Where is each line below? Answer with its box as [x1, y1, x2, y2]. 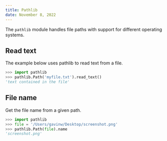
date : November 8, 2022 [5, 12, 56, 17]
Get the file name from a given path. [5, 107, 81, 113]
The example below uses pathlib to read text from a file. [5, 60, 123, 66]
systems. [5, 32, 25, 38]
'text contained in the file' [5, 80, 70, 85]
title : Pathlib [5, 7, 38, 13]
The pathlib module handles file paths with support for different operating [5, 26, 162, 32]
